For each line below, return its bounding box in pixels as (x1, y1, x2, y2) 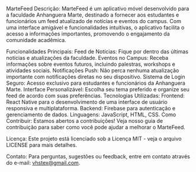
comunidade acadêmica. (6, 37, 66, 43)
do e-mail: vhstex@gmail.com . (6, 160, 81, 166)
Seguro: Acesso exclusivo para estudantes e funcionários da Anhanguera (6, 79, 185, 87)
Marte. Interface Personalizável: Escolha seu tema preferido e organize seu (6, 86, 189, 93)
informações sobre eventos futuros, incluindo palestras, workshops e (6, 60, 176, 68)
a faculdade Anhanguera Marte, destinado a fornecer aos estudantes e (6, 11, 179, 18)
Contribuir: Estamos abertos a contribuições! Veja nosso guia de (6, 117, 163, 124)
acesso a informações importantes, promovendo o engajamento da (6, 30, 170, 37)
